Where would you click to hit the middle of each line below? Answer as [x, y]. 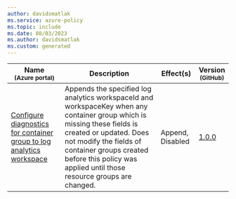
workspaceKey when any [106, 106]
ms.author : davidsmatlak [44, 40]
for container [32, 132]
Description [109, 73]
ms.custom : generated [39, 46]
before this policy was [101, 159]
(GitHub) [212, 78]
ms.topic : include [34, 27]
